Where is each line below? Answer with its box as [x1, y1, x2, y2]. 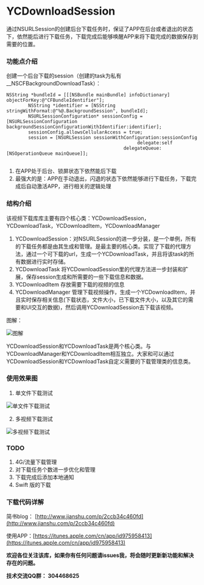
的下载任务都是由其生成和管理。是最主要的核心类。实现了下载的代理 [15, 243, 186, 250]
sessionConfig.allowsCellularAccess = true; [28, 129, 143, 135]
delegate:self [136, 140, 173, 146]
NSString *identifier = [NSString [28, 102, 116, 109]
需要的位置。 [6, 40, 38, 48]
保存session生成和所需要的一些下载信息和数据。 [26, 273, 147, 280]
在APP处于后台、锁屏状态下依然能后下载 [15, 168, 117, 175]
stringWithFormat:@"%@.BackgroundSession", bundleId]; [6, 108, 149, 114]
